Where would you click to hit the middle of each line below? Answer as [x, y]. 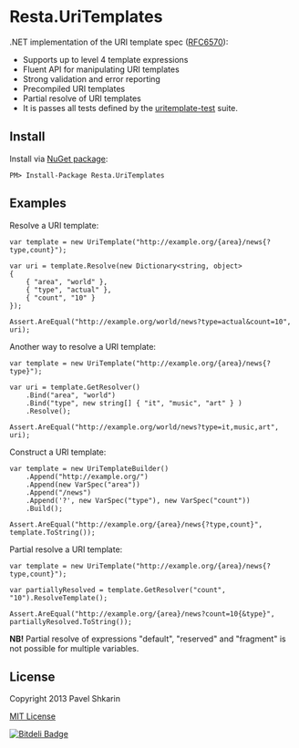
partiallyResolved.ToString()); [71, 621]
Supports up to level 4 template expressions [105, 59]
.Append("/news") [59, 492]
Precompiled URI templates [74, 88]
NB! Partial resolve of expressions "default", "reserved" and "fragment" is [148, 639]
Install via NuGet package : [59, 159]
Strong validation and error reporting [92, 78]
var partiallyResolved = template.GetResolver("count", [118, 589]
